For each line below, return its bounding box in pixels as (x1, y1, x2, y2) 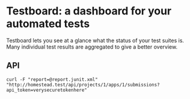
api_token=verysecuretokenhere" (6, 87, 87, 93)
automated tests (6, 17, 90, 31)
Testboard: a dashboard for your (6, 4, 172, 18)
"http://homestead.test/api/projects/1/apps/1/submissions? (6, 82, 161, 88)
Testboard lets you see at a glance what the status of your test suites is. (6, 37, 185, 44)
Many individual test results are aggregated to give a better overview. (6, 43, 178, 50)
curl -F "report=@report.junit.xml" (6, 76, 98, 82)
